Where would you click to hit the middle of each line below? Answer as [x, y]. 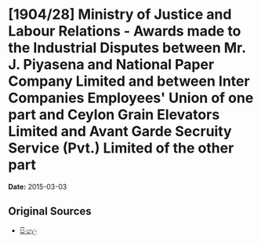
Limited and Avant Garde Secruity [120, 132]
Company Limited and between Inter [129, 81]
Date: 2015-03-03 [38, 186]
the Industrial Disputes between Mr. [127, 48]
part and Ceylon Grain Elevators [114, 115]
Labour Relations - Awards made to [125, 31]
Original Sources [50, 211]
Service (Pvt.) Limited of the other [121, 148]
